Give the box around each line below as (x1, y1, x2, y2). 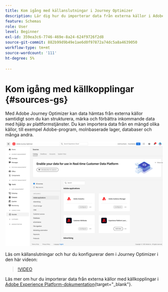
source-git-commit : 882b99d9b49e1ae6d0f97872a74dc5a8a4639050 (5, 40, 137, 45)
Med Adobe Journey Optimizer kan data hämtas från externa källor (5, 110, 143, 116)
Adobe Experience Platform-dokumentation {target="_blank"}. (5, 281, 132, 287)
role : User (5, 24, 28, 29)
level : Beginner (5, 29, 39, 35)
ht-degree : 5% (5, 56, 35, 61)
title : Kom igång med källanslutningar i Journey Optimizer (5, 8, 133, 13)
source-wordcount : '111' (5, 50, 57, 55)
